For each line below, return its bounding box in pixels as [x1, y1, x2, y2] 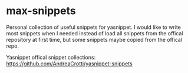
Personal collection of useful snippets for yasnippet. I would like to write [6, 24, 182, 31]
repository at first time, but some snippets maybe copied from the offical [6, 36, 183, 43]
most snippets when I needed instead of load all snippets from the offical [6, 29, 183, 36]
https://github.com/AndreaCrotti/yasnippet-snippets [6, 60, 133, 67]
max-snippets [6, 4, 76, 18]
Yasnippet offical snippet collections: [6, 54, 96, 61]
